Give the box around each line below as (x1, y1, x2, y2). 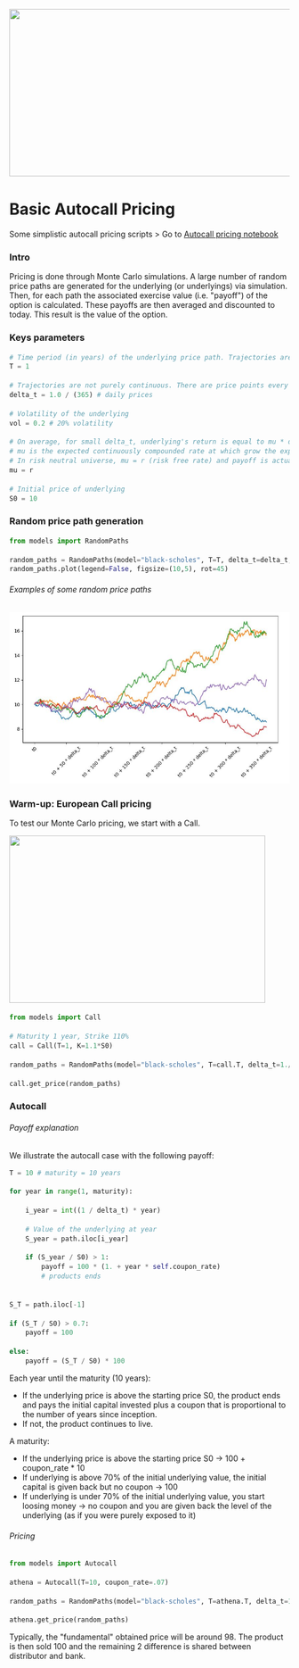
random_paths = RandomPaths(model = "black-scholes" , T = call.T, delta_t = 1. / (9, 1060, 293, 1069)
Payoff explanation (9, 1122, 79, 1133)
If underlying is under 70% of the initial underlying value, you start (21, 1490, 265, 1501)
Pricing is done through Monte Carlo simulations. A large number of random (9, 271, 287, 282)
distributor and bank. (9, 1651, 86, 1662)
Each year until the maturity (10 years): (9, 1373, 151, 1383)
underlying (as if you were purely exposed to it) (21, 1509, 197, 1521)
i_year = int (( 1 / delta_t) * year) (25, 1206, 162, 1216)
